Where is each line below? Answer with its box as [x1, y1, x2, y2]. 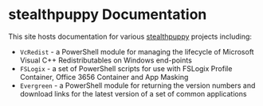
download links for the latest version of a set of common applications [19, 89, 247, 98]
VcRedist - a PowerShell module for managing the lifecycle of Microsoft [19, 47, 254, 56]
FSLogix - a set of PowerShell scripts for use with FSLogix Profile [19, 63, 233, 73]
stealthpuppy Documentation [8, 6, 207, 24]
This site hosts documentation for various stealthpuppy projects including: [8, 32, 253, 41]
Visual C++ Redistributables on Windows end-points [19, 55, 193, 65]
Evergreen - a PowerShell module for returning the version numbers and [19, 81, 256, 90]
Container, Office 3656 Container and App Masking [19, 72, 189, 81]
